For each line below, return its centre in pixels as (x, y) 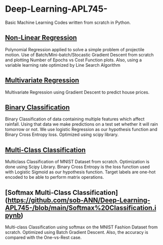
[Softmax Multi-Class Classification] (62, 193)
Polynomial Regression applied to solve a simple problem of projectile (75, 49)
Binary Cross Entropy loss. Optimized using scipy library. (62, 134)
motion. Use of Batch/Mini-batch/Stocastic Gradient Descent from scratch (80, 55)
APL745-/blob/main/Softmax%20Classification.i (81, 208)
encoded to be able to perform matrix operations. (54, 177)
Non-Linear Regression (41, 38)
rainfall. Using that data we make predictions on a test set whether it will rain (81, 124)
